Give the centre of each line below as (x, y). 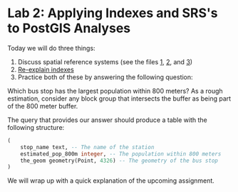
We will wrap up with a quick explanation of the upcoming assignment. (111, 181)
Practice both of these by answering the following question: (105, 77)
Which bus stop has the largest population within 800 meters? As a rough (115, 91)
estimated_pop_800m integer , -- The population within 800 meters (121, 154)
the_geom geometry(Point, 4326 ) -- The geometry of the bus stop (119, 161)
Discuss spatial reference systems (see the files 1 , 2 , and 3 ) (105, 61)
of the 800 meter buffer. (43, 106)
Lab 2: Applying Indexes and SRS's (113, 13)
